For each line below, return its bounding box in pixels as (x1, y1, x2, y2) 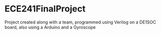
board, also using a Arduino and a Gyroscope (4, 24, 96, 30)
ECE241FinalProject (4, 3, 86, 14)
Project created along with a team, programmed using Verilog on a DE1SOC (4, 19, 156, 25)
